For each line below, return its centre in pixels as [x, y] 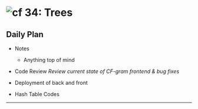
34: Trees [49, 13]
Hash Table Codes [37, 94]
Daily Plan [25, 34]
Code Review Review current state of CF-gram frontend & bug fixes [97, 71]
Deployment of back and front [51, 83]
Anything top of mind [49, 60]
